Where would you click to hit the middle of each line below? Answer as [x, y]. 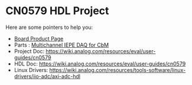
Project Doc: [29, 51]
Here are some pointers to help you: [49, 27]
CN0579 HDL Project [57, 11]
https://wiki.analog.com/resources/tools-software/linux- [118, 70]
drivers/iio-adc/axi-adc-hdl [47, 76]
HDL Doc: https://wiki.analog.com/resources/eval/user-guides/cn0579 [100, 64]
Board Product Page [39, 38]
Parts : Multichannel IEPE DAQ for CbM [61, 45]
